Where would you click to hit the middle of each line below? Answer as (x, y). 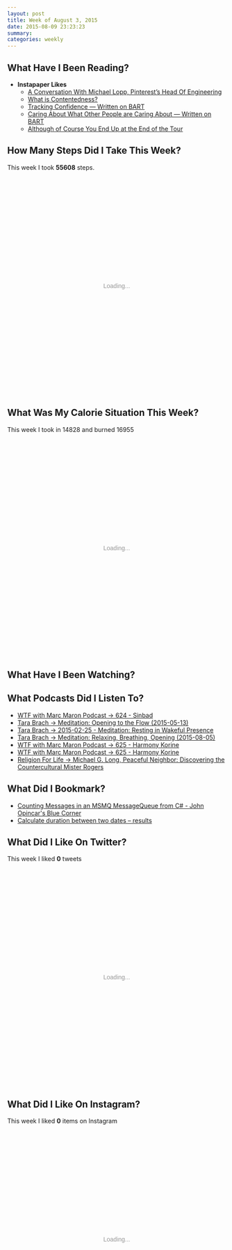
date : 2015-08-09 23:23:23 (46, 26)
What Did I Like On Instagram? (74, 1104)
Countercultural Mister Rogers (60, 767)
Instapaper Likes (42, 84)
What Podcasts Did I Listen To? (76, 699)
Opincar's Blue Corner (49, 813)
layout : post (26, 14)
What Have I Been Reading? (68, 68)
